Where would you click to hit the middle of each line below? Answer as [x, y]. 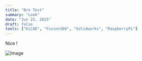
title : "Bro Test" [25, 10]
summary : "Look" [22, 15]
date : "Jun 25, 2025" [28, 19]
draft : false [19, 24]
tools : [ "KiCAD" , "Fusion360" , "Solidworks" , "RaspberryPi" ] [72, 29]
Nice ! [11, 43]
